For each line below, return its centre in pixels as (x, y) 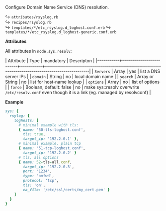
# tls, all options (38, 157)
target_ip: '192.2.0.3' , (49, 167)
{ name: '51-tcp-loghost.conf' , (52, 148)
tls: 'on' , (34, 185)
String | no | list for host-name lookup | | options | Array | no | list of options (83, 82)
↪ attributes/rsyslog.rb (32, 17)
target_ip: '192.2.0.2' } (50, 153)
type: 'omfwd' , (39, 176)
